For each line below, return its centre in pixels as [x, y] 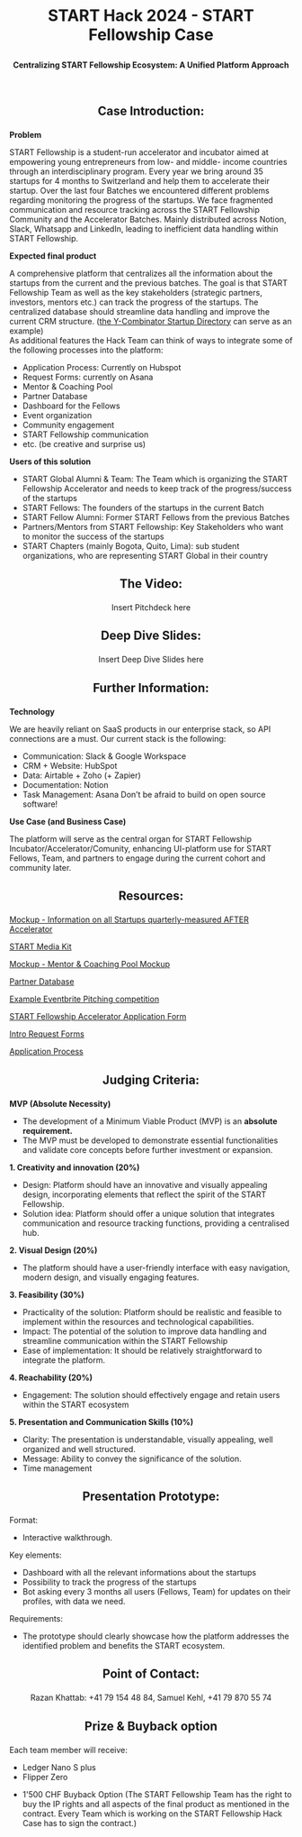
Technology [32, 711]
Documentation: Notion [65, 784]
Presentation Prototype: [151, 1496]
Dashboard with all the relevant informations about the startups [139, 1572]
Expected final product [53, 256]
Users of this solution [50, 462]
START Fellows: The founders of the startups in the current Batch [143, 507]
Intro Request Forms [47, 1034]
